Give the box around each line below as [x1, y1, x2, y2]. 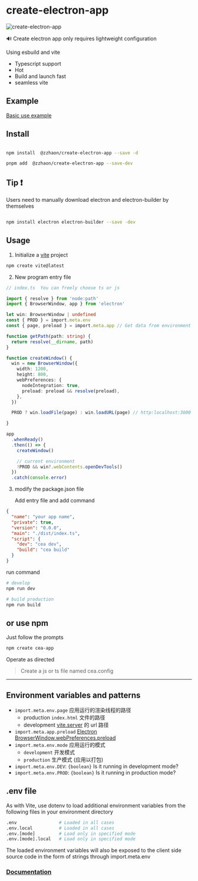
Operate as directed [6, 656, 55, 663]
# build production [6, 596, 54, 602]
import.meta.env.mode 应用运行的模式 [14, 741, 105, 748]
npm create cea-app [6, 646, 54, 651]
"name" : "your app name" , [11, 514, 75, 520]
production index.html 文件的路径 [23, 714, 105, 721]
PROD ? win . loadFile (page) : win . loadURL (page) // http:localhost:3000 [11, 409, 192, 416]
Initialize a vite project [14, 251, 68, 258]
